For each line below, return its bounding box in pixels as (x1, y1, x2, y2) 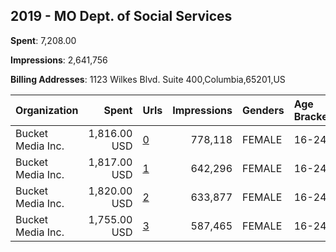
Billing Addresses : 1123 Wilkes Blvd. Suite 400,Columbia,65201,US (10, 73, 286, 85)
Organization (15, 103, 79, 117)
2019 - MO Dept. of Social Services (10, 8, 233, 25)
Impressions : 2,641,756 (10, 54, 108, 66)
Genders (242, 103, 285, 117)
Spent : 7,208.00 (10, 34, 77, 46)
